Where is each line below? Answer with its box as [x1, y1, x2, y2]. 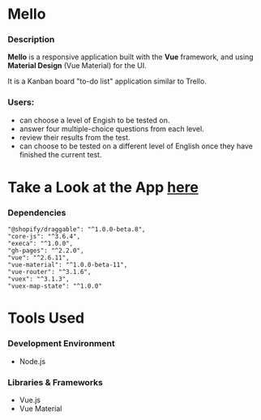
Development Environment [7, 338, 115, 349]
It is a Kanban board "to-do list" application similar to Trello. [7, 76, 208, 86]
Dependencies [7, 207, 66, 218]
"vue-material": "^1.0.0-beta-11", [7, 261, 128, 269]
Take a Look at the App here [7, 178, 199, 196]
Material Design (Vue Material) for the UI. [7, 61, 147, 71]
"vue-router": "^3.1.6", [7, 268, 92, 276]
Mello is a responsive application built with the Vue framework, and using [7, 52, 254, 62]
